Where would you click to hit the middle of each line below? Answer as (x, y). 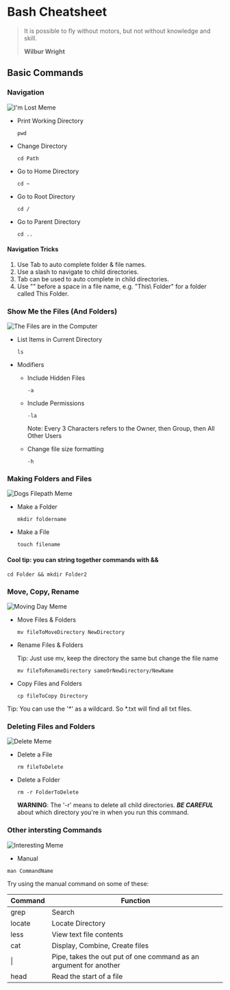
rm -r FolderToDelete (48, 792)
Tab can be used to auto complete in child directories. (93, 279)
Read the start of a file (87, 976)
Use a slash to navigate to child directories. (78, 272)
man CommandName (30, 871)
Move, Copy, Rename (43, 592)
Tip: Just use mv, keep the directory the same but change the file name (118, 658)
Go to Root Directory (46, 196)
